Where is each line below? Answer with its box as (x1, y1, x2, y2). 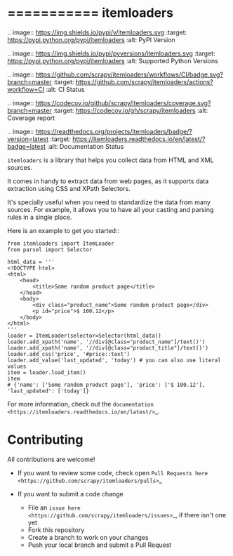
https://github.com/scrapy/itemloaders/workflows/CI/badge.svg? (35, 70, 223, 79)
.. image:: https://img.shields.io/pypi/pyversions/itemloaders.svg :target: (7, 49, 215, 58)
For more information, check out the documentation (7, 399, 154, 408)
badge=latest (7, 142, 46, 150)
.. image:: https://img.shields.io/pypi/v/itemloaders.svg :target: (7, 28, 187, 37)
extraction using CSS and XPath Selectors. (7, 184, 131, 192)
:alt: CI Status (46, 85, 85, 93)
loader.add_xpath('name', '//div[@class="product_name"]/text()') (7, 338, 206, 345)
